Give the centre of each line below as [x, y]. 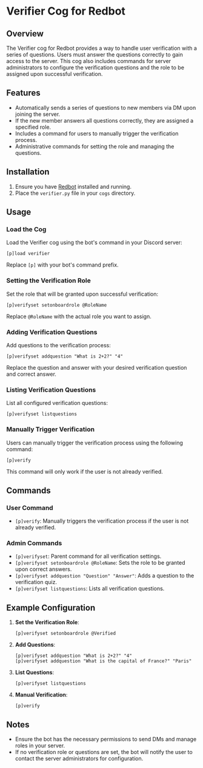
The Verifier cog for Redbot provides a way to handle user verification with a [101, 48]
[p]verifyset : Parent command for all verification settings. [88, 556]
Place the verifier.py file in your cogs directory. [75, 193]
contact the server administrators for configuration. [79, 759]
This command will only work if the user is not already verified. [85, 471]
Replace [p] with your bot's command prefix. [63, 265]
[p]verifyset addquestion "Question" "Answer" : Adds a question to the [105, 576]
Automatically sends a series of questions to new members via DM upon [105, 107]
